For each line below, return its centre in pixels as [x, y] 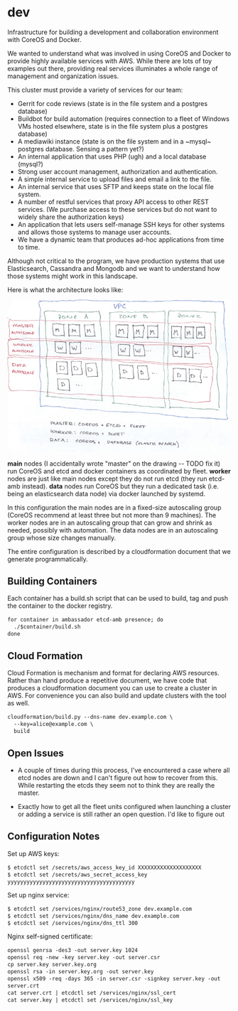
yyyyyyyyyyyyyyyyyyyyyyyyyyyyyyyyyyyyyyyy [71, 882]
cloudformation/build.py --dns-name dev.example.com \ [90, 717]
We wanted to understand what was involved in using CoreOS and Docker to [119, 53]
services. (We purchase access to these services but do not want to [117, 209]
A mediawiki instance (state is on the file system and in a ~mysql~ [114, 141]
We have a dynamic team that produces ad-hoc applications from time [121, 240]
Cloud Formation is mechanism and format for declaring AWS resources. [113, 673]
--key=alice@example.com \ [54, 724]
